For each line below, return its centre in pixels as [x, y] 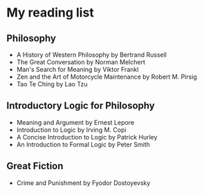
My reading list [50, 13]
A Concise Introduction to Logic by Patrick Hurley [87, 137]
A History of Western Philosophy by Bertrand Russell [92, 55]
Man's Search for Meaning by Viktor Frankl [77, 69]
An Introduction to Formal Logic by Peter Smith [83, 144]
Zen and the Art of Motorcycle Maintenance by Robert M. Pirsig [107, 77]
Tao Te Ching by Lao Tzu [52, 84]
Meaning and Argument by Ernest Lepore [75, 122]
